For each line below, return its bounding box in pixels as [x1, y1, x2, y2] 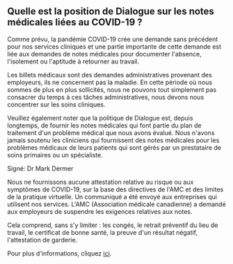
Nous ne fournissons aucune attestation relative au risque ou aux [7, 178, 194, 186]
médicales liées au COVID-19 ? [7, 17, 143, 29]
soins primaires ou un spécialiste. [7, 150, 103, 159]
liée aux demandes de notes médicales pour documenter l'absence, [7, 49, 202, 58]
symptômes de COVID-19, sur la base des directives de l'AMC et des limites [7, 185, 224, 194]
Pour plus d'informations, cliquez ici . [7, 249, 112, 257]
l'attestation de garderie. [7, 235, 78, 244]
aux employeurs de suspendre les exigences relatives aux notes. [7, 207, 193, 215]
